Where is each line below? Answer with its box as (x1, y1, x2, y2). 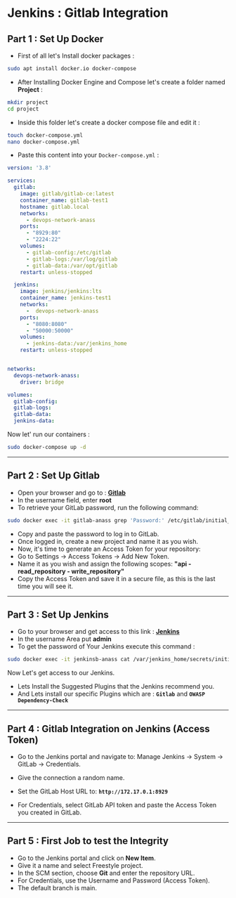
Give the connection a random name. (17, 774, 125, 782)
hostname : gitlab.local (20, 203, 90, 210)
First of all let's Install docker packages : (17, 51, 135, 60)
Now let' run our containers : (7, 430, 90, 438)
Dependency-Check (17, 697, 69, 704)
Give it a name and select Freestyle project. (17, 861, 143, 869)
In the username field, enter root (17, 495, 112, 504)
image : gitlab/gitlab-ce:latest (20, 190, 114, 197)
